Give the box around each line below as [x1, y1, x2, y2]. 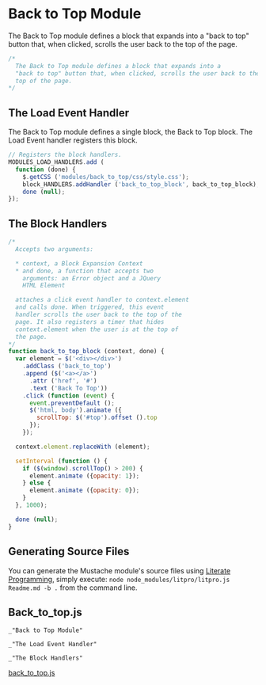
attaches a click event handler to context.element [15, 296, 190, 304]
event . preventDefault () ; [28, 399, 115, 407]
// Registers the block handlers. [8, 151, 123, 159]
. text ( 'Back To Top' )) [28, 384, 108, 392]
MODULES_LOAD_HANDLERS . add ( [8, 158, 104, 166]
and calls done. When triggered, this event [15, 303, 165, 311]
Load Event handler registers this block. [8, 135, 138, 145]
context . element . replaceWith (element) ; [15, 443, 150, 451]
